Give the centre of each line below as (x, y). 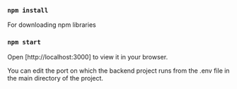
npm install (28, 10)
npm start (24, 42)
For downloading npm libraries (52, 25)
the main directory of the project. (56, 78)
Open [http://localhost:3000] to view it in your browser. (88, 57)
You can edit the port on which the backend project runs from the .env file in (118, 71)
